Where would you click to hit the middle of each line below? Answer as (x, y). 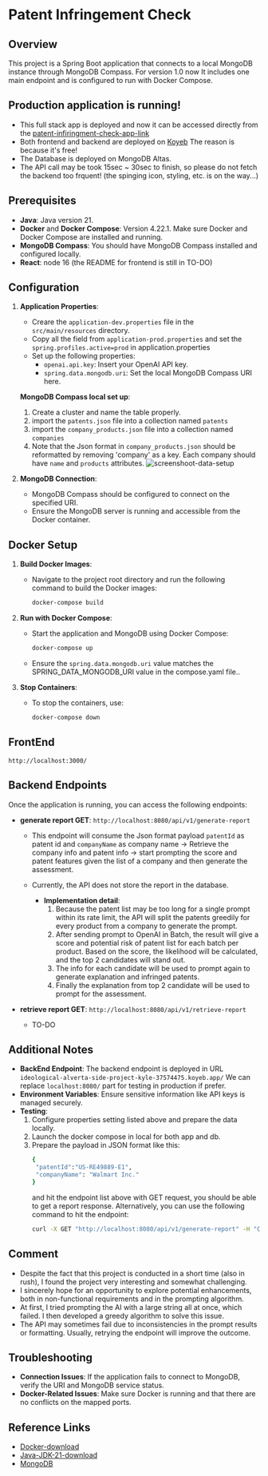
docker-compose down (66, 717)
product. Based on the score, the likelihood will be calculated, (157, 951)
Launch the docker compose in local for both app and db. (126, 1137)
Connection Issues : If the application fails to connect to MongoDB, (130, 1377)
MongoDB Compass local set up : (75, 397)
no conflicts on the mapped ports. (75, 1403)
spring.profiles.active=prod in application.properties (121, 347)
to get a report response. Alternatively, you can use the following (138, 1206)
